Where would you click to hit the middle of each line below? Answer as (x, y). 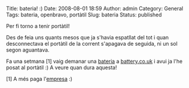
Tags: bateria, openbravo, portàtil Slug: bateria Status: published (84, 15)
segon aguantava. (28, 50)
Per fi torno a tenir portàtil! (38, 26)
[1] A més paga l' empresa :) (39, 79)
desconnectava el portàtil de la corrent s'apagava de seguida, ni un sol (92, 44)
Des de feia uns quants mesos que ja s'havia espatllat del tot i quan (87, 37)
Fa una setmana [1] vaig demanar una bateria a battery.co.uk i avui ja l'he (95, 61)
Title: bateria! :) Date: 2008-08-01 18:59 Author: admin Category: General (95, 9)
